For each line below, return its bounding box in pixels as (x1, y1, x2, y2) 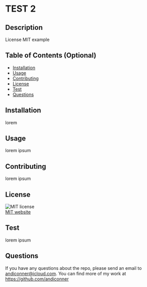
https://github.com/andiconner (5, 276, 69, 282)
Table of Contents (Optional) (5, 51, 97, 60)
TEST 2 (5, 3, 36, 15)
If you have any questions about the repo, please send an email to (5, 265, 142, 271)
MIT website (5, 209, 31, 215)
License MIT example (5, 36, 50, 42)
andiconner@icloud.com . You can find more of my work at (5, 270, 126, 276)
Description (5, 23, 43, 32)
